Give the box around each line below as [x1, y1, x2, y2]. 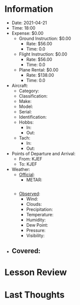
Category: [19, 88, 40, 94]
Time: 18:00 [11, 25, 36, 31]
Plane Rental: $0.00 [19, 67, 59, 72]
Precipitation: [26, 206, 53, 212]
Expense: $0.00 [11, 30, 44, 36]
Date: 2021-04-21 [11, 20, 47, 26]
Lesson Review [4, 267, 67, 278]
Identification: [19, 114, 47, 120]
